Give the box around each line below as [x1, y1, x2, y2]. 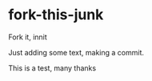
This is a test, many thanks [8, 63, 97, 73]
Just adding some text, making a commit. [8, 47, 144, 57]
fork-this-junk [8, 6, 104, 24]
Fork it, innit [8, 32, 48, 42]
